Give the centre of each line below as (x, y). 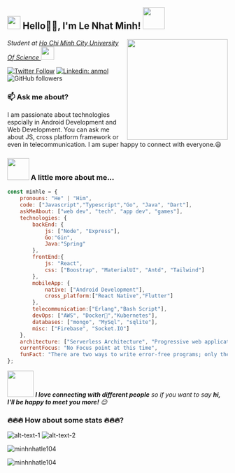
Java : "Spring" (65, 244)
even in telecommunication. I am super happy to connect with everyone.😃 (114, 145)
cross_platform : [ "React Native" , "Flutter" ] (109, 296)
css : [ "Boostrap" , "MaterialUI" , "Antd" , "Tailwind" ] (124, 270)
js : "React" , (63, 264)
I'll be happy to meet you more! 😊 (57, 402)
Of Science (23, 57)
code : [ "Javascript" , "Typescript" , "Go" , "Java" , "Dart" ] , (106, 205)
